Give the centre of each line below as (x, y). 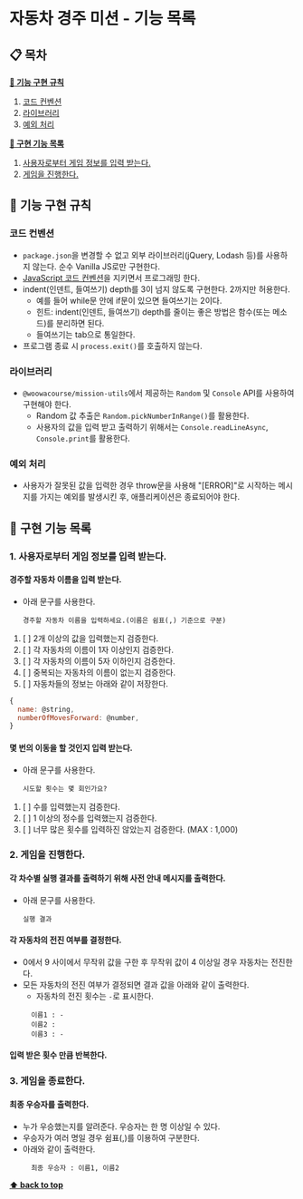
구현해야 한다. (47, 404)
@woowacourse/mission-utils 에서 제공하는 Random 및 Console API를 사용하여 (158, 393)
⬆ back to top (36, 1184)
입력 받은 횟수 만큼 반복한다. (58, 1055)
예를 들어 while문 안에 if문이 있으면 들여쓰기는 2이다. (129, 300)
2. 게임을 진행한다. (47, 855)
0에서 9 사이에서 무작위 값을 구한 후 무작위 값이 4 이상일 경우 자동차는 (146, 961)
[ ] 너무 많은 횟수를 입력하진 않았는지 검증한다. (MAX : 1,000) (130, 829)
